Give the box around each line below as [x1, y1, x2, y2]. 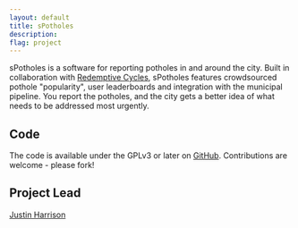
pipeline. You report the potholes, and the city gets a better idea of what [9, 91, 276, 102]
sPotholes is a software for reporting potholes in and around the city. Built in [9, 63, 290, 73]
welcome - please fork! [9, 160, 95, 171]
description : [9, 30, 58, 38]
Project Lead [9, 185, 81, 201]
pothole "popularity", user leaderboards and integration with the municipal [9, 81, 284, 92]
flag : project [9, 38, 63, 47]
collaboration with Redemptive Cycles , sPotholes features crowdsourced [9, 72, 277, 83]
